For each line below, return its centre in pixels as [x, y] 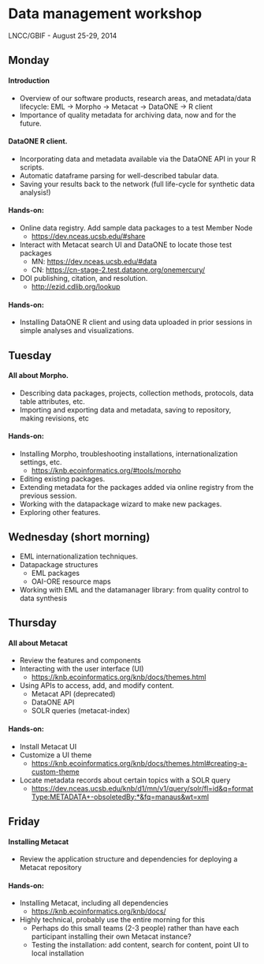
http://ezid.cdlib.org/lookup [76, 286]
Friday [24, 821]
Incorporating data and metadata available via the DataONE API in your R [138, 159]
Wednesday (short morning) [79, 537]
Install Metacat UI [48, 746]
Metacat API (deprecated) [73, 694]
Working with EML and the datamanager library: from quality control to [134, 589]
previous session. [48, 495]
